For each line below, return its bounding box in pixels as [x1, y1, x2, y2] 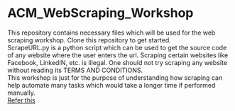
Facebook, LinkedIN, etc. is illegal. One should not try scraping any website [7, 58, 228, 66]
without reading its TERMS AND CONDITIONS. [7, 66, 143, 74]
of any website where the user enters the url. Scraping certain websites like [7, 51, 229, 59]
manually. [7, 88, 35, 97]
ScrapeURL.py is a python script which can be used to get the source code [7, 43, 227, 52]
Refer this [7, 95, 35, 104]
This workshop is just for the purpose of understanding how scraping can [7, 73, 223, 82]
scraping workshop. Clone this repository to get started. [7, 35, 172, 44]
